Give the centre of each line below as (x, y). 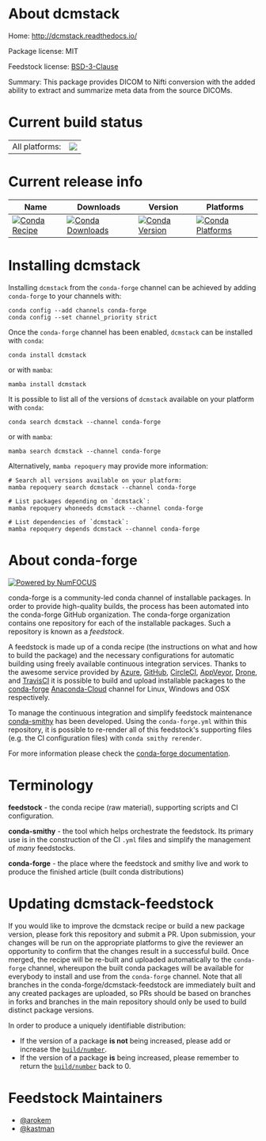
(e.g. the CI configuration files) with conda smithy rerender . (105, 737)
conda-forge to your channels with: (65, 296)
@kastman (37, 1128)
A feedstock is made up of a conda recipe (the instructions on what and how (133, 646)
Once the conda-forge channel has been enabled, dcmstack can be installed (131, 332)
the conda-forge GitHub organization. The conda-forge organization (120, 615)
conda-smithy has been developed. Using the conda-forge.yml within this (128, 721)
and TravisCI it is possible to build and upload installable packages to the (127, 680)
